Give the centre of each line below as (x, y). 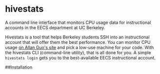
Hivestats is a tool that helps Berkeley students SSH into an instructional (77, 37)
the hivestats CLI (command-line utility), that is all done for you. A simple (78, 53)
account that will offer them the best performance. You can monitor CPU (78, 42)
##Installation (19, 67)
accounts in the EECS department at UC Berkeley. (55, 27)
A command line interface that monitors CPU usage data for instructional (78, 22)
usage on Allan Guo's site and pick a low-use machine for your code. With (80, 47)
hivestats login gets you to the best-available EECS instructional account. (80, 57)
